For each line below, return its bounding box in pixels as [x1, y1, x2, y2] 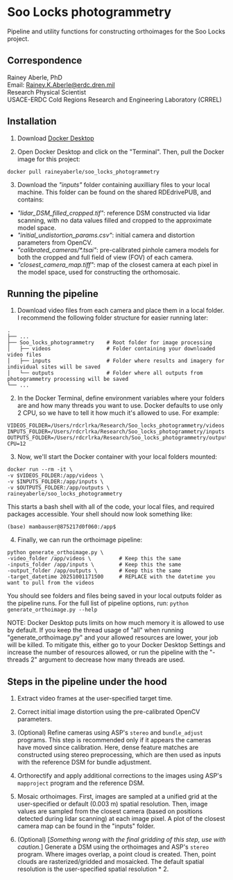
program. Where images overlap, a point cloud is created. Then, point [17, 850, 216, 858]
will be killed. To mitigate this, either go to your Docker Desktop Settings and [7, 641, 225, 649]
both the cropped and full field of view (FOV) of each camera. [17, 253, 194, 261]
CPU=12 [7, 441, 26, 448]
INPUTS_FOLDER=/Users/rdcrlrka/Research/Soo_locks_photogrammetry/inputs [7, 428, 225, 435]
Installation [7, 115, 57, 127]
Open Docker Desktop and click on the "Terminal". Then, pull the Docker [17, 147, 225, 156]
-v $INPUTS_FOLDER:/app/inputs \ [7, 478, 104, 485]
